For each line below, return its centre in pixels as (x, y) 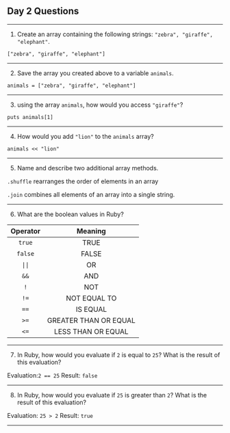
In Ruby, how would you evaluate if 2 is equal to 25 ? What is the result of (118, 354)
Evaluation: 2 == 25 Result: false (52, 375)
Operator (26, 231)
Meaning (91, 231)
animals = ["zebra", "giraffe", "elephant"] (72, 86)
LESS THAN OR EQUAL (91, 331)
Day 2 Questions (43, 11)
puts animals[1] (30, 117)
